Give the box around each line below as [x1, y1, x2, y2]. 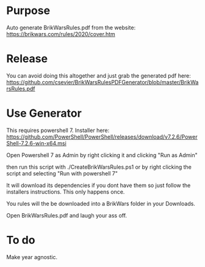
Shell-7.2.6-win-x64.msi [6, 139, 67, 147]
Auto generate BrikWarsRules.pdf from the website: [6, 24, 136, 31]
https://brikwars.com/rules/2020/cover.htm [6, 30, 116, 37]
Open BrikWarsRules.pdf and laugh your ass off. [6, 211, 127, 219]
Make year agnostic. [6, 253, 58, 260]
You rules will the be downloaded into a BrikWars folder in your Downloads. [6, 200, 195, 207]
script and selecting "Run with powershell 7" [6, 169, 118, 177]
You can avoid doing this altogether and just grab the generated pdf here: [6, 71, 191, 79]
